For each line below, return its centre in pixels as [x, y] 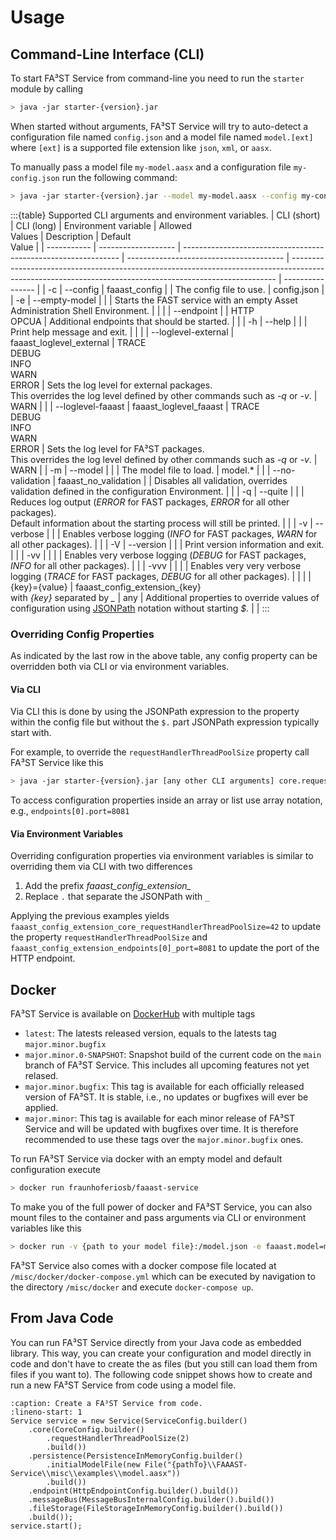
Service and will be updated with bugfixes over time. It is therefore [161, 1129]
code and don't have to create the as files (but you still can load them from [164, 1363]
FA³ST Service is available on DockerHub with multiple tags [133, 1014]
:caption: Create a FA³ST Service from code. [106, 1403]
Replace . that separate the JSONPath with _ [117, 897]
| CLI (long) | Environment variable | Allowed [101, 225]
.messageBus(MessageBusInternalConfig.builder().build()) [151, 1499]
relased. [41, 1076]
